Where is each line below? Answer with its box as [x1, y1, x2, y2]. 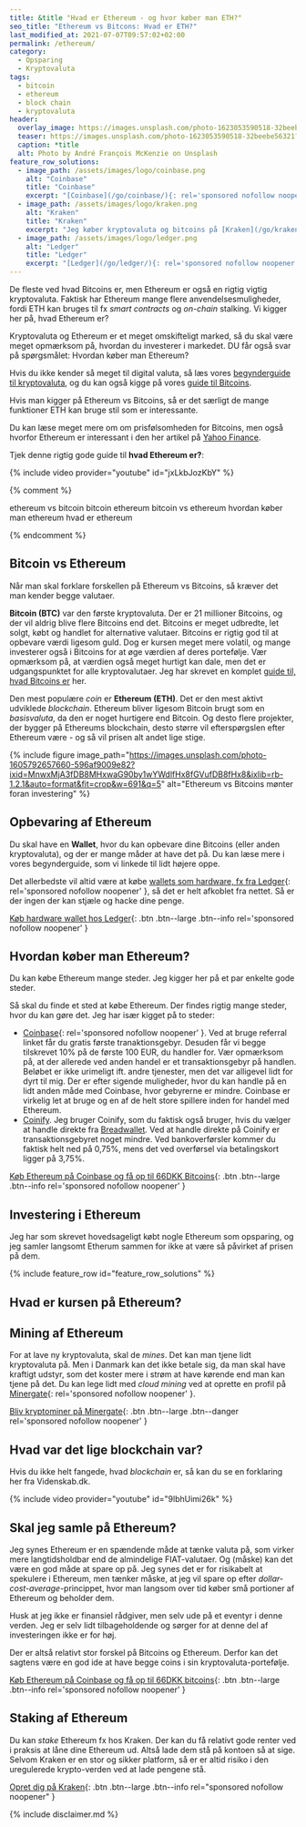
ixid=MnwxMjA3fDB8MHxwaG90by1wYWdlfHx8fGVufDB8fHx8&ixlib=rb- [9, 769, 284, 780]
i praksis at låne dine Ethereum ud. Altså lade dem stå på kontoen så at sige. [9, 1744, 296, 1755]
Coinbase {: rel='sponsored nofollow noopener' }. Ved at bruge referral [22, 1027, 287, 1038]
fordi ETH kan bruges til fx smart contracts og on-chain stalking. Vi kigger [9, 303, 288, 314]
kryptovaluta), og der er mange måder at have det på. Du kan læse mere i [9, 848, 285, 859]
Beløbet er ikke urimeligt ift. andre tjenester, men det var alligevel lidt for [22, 1067, 293, 1077]
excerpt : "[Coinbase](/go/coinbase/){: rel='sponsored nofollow [25, 191, 275, 200]
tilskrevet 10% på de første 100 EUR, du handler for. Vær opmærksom [22, 1046, 284, 1057]
